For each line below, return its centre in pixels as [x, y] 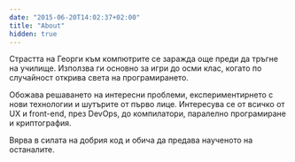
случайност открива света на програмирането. [99, 78]
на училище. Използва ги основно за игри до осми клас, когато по [136, 68]
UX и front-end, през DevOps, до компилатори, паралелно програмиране [147, 114]
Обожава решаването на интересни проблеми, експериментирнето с [141, 95]
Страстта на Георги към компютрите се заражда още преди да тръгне [144, 59]
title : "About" [37, 26]
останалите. [32, 150]
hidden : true [33, 34]
